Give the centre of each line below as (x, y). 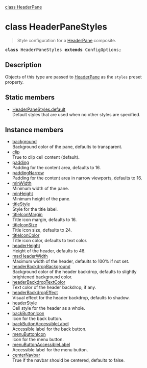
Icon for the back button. (37, 319)
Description (23, 65)
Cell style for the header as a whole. (49, 308)
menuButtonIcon (29, 334)
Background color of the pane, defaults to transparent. (67, 147)
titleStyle (21, 204)
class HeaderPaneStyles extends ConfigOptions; (63, 49)
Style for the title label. (35, 209)
